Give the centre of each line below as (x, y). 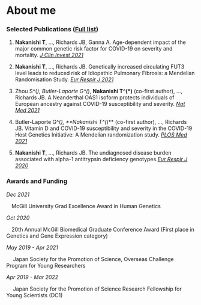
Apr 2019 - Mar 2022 (32, 277)
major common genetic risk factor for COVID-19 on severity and (94, 49)
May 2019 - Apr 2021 (32, 247)
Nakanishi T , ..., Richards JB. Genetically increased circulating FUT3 (100, 67)
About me (31, 11)
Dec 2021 (18, 194)
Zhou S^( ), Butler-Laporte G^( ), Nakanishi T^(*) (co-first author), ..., (99, 91)
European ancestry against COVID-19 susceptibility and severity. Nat (100, 104)
